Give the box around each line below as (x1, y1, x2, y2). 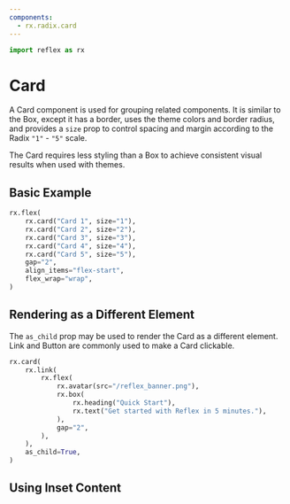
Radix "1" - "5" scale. (9, 133, 88, 143)
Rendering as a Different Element (9, 307, 195, 322)
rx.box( (56, 391, 86, 399)
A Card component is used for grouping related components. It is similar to (9, 105, 281, 115)
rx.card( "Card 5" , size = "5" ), (25, 250, 137, 259)
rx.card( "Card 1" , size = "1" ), (25, 217, 137, 226)
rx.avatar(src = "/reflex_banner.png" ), (56, 382, 200, 391)
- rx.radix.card (17, 21, 77, 30)
